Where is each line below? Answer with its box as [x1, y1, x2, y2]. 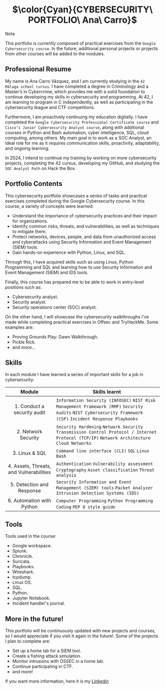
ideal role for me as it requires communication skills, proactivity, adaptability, [5, 140, 160, 146]
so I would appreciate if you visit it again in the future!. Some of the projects [5, 633, 158, 639]
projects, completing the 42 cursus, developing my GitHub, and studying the [5, 160, 160, 166]
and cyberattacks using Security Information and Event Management [12, 239, 152, 245]
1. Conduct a [14, 403, 45, 410]
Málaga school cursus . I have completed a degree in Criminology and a [5, 83, 149, 89]
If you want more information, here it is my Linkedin [5, 678, 109, 684]
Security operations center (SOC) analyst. [12, 304, 97, 310]
